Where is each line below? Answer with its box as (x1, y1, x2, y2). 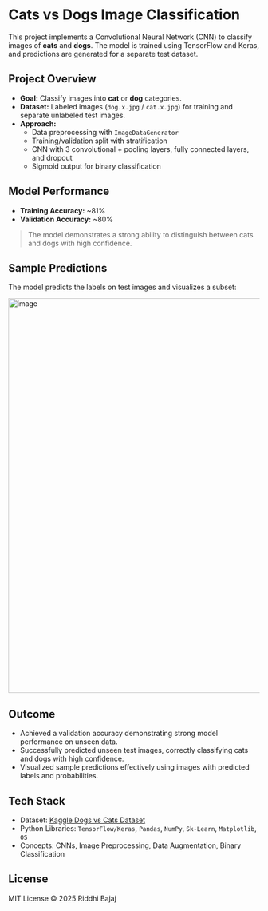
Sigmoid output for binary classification (31, 161, 162, 171)
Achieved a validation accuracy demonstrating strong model (19, 729, 218, 738)
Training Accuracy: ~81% (19, 205, 106, 215)
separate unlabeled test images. (19, 110, 126, 120)
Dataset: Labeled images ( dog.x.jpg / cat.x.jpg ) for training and (19, 101, 234, 111)
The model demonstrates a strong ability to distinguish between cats (27, 229, 254, 239)
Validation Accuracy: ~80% (19, 214, 114, 224)
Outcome (8, 707, 56, 721)
